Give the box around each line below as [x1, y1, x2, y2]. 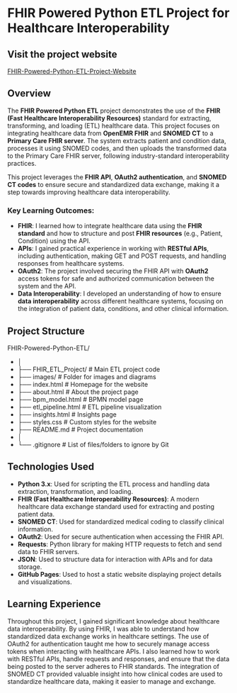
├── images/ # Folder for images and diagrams [17, 372, 157, 381]
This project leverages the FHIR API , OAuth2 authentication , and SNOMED [7, 172, 227, 181]
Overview [7, 87, 52, 100]
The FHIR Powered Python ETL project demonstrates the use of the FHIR [7, 106, 221, 115]
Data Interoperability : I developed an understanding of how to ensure [17, 289, 221, 298]
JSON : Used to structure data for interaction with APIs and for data [17, 555, 213, 563]
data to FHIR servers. [17, 547, 80, 556]
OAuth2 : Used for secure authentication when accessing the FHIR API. [17, 532, 224, 541]
